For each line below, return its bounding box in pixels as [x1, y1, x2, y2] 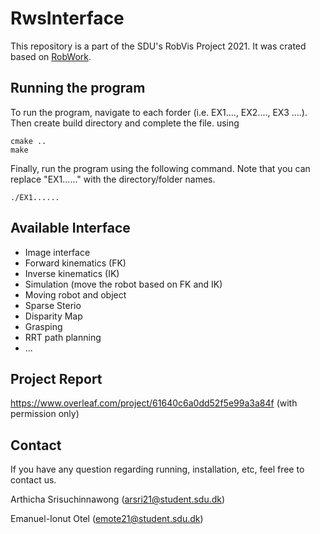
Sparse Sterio [24, 299, 82, 311]
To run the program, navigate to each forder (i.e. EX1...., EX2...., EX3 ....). [10, 106, 308, 118]
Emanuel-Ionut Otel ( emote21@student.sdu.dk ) [10, 513, 204, 525]
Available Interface [10, 220, 131, 237]
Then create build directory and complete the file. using [10, 117, 240, 129]
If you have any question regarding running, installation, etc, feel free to [10, 463, 305, 476]
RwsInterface [10, 7, 125, 30]
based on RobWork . [10, 50, 92, 62]
